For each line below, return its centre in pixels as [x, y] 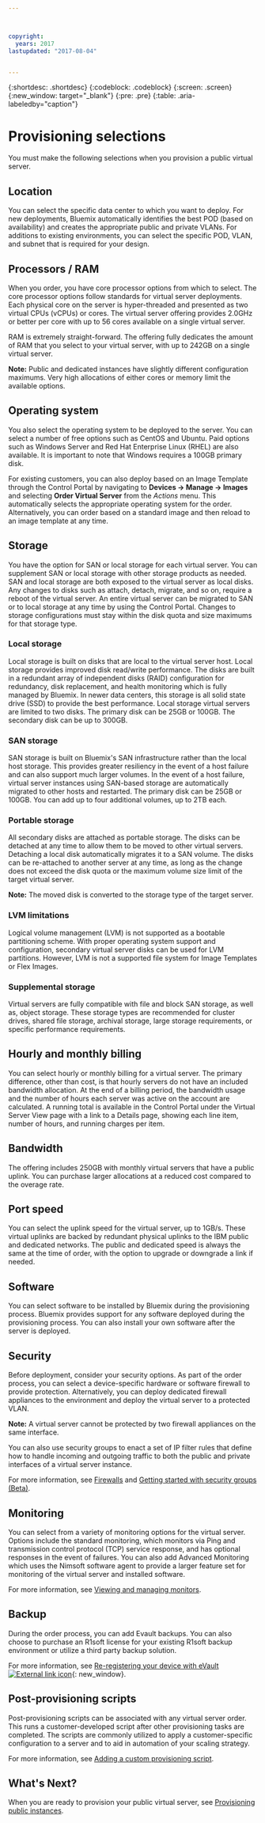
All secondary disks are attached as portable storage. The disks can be [124, 838]
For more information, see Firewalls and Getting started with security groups [132, 1480]
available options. [37, 385]
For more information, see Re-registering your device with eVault [114, 1666]
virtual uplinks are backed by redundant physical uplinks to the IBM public [129, 1237]
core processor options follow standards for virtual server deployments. [125, 296]
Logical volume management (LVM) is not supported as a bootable [117, 932]
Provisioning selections [87, 136]
